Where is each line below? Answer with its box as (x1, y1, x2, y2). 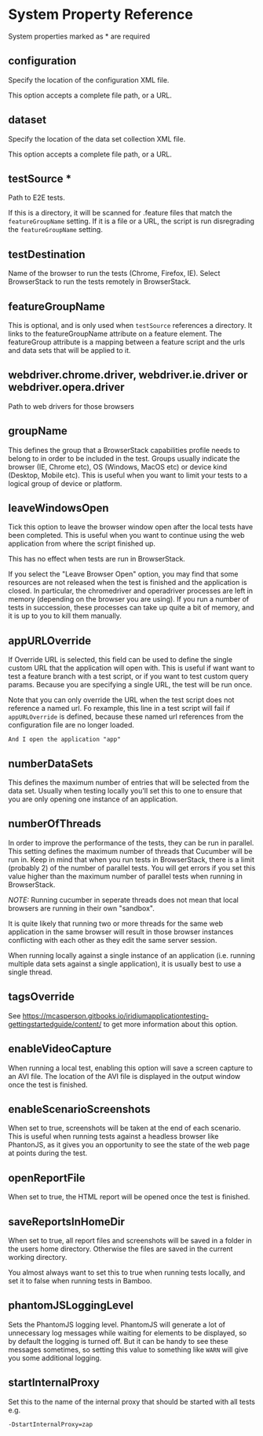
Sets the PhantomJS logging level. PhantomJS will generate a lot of (8, 1320, 226, 1329)
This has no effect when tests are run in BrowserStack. (8, 554, 186, 564)
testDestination (8, 248, 86, 261)
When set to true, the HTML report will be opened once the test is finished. (8, 1192, 250, 1202)
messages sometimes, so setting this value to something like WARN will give (8, 1345, 249, 1354)
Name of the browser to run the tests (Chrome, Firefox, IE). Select (8, 269, 221, 278)
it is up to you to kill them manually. (8, 611, 122, 620)
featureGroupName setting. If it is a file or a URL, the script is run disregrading (8, 216, 255, 226)
